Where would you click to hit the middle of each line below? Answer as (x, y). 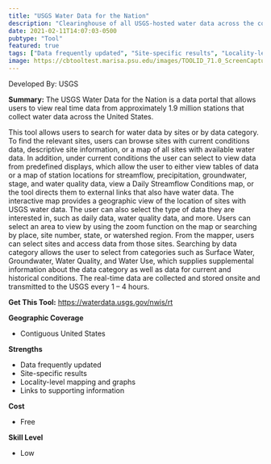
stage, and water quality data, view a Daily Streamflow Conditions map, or (131, 183)
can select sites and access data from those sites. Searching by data (123, 244)
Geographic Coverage (46, 318)
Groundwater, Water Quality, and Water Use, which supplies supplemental (131, 261)
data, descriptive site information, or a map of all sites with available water (132, 149)
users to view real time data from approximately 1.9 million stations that (126, 108)
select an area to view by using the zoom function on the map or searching (133, 226)
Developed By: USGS (44, 84)
